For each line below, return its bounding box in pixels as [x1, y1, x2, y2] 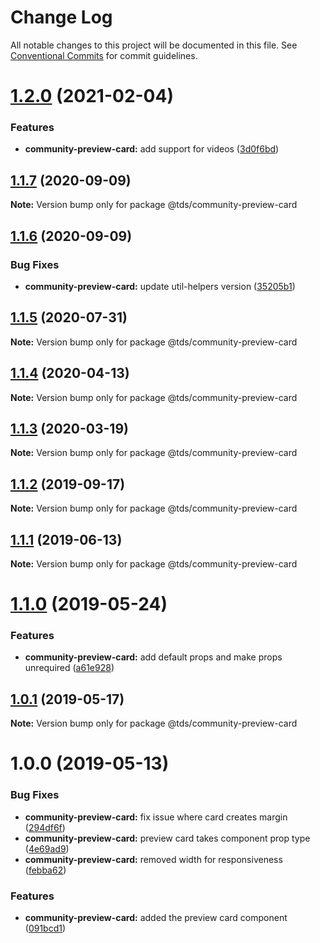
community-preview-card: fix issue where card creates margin [24, 811, 288, 823]
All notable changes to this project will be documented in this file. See [10, 39, 298, 51]
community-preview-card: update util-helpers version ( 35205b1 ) [24, 280, 296, 292]
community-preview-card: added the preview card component [24, 912, 288, 924]
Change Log [10, 6, 113, 29]
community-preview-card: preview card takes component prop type [24, 832, 311, 844]
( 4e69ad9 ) [24, 842, 70, 855]
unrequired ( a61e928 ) [24, 662, 115, 674]
